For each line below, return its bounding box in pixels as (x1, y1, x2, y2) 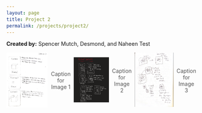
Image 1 (51, 83, 71, 91)
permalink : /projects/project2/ (6, 23, 89, 29)
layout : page (6, 10, 40, 16)
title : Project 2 (6, 16, 51, 23)
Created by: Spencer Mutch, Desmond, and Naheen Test (6, 40, 151, 48)
